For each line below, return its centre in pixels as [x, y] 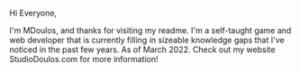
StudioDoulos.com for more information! [84, 59]
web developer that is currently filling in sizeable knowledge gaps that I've [147, 40]
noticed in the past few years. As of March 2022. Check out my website [143, 49]
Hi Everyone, [33, 13]
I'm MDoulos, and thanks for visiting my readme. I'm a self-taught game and [150, 30]
